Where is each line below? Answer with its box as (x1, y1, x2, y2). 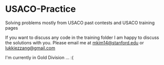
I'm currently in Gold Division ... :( (5, 54, 74, 60)
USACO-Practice (5, 3, 76, 15)
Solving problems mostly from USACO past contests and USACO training (5, 20, 155, 26)
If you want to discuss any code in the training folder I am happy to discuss (5, 34, 160, 40)
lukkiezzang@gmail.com (5, 45, 56, 51)
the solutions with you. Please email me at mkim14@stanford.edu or (5, 39, 144, 45)
